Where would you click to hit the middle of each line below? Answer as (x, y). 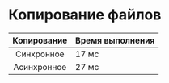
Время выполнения (115, 40)
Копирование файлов (85, 15)
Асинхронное (40, 67)
